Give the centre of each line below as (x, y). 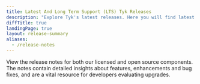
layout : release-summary (37, 34)
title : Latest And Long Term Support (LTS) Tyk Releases (79, 12)
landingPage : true (29, 28)
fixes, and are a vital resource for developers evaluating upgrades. (88, 74)
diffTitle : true (26, 23)
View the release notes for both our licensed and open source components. (100, 62)
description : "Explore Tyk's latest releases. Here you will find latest (101, 17)
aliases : (17, 39)
